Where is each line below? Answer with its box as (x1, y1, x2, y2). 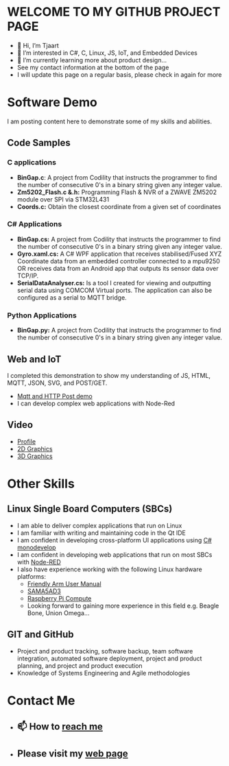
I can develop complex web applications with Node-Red (16, 399, 176, 407)
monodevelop (16, 543, 56, 551)
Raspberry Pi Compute (27, 594, 92, 602)
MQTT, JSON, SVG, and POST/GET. (7, 379, 108, 387)
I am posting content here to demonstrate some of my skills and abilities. (7, 117, 213, 125)
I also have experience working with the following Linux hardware (16, 565, 202, 573)
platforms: (16, 572, 47, 580)
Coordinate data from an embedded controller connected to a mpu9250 (16, 256, 221, 265)
